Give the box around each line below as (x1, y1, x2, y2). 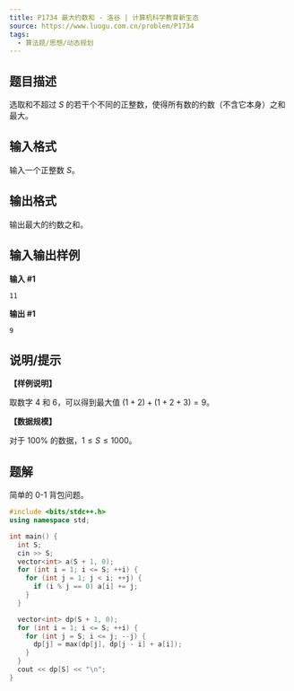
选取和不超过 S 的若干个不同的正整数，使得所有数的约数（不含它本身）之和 (9, 100, 286, 110)
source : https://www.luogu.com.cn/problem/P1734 (9, 22, 195, 31)
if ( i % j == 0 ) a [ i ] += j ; (32, 582, 139, 591)
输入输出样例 (9, 248, 81, 263)
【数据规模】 (9, 416, 56, 427)
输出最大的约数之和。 (9, 219, 88, 230)
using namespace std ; (9, 516, 91, 525)
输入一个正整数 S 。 (9, 164, 80, 175)
